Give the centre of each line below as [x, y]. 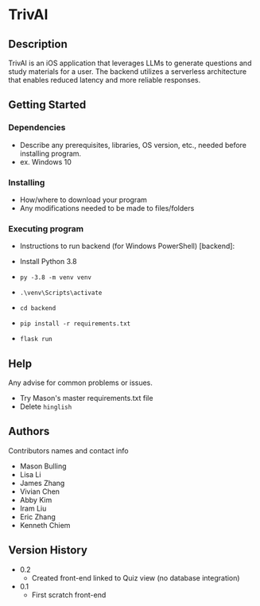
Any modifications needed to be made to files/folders [107, 208]
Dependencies [37, 127]
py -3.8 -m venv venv [55, 278]
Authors [29, 431]
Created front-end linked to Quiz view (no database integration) [136, 577]
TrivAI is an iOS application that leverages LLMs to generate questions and [130, 63]
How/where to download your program [83, 200]
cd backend [38, 309]
